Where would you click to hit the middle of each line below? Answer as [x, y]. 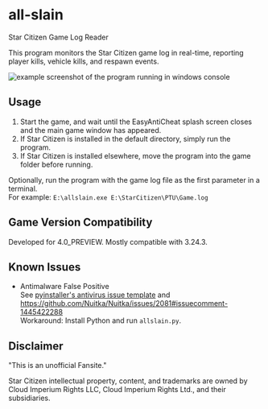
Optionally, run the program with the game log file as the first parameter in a [134, 180]
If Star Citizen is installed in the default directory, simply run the [125, 138]
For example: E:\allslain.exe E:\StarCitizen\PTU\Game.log [108, 197]
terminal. [23, 188]
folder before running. [56, 164]
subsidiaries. [29, 398]
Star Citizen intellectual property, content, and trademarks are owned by [128, 381]
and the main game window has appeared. [91, 130]
